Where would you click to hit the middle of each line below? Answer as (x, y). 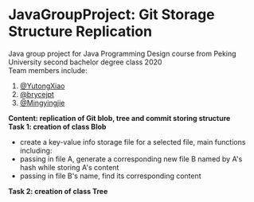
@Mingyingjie (42, 103)
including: (36, 150)
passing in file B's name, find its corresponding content (110, 176)
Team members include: (48, 70)
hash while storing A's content (69, 167)
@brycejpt (37, 94)
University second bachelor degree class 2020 (85, 62)
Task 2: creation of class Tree (58, 191)
